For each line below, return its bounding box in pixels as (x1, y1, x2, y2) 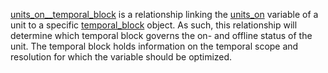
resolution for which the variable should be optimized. (10, 51, 233, 63)
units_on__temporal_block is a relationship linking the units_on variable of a (10, 9, 319, 20)
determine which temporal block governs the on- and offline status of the (10, 30, 313, 41)
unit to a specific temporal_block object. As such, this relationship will (10, 19, 298, 31)
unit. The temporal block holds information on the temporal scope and (10, 40, 299, 52)
